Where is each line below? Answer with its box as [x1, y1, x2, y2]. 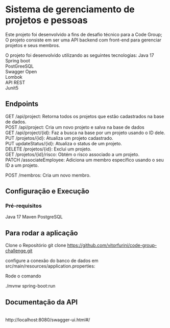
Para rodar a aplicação [5, 229, 78, 237]
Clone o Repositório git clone [5, 242, 66, 249]
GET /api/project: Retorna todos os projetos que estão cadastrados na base [5, 113, 164, 119]
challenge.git [5, 248, 33, 254]
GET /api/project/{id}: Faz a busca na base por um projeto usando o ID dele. [5, 129, 165, 136]
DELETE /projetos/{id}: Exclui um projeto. [5, 146, 92, 152]
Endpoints [5, 100, 39, 108]
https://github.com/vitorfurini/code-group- [67, 242, 157, 249]
